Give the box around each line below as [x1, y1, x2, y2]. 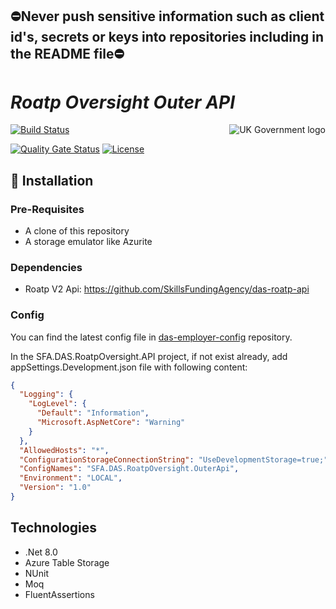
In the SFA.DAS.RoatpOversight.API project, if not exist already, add [10, 350, 288, 362]
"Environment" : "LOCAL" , [19, 473, 123, 483]
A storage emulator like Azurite [24, 236, 153, 248]
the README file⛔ [10, 46, 125, 63]
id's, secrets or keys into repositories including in [10, 29, 325, 46]
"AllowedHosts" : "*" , [19, 445, 110, 455]
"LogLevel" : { [28, 399, 87, 409]
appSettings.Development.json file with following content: [10, 361, 248, 373]
